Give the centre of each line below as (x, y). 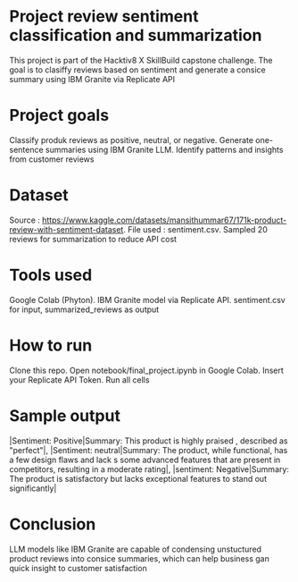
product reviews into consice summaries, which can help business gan (139, 558)
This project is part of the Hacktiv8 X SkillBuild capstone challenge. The (141, 60)
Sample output (65, 415)
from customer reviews (52, 159)
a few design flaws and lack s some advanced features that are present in (145, 460)
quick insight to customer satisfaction (78, 568)
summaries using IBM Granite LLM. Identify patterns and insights (164, 149)
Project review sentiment (104, 17)
